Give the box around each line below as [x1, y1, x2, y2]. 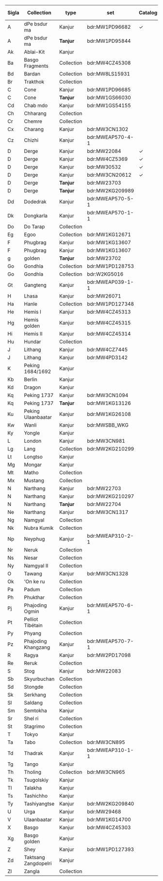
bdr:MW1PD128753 [87, 263, 134, 269]
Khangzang [24, 644, 50, 651]
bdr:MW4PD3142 [87, 354, 128, 361]
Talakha [24, 785, 42, 791]
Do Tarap [24, 224, 45, 230]
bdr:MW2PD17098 [87, 652, 131, 658]
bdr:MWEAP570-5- [87, 195, 134, 202]
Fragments [24, 63, 49, 69]
